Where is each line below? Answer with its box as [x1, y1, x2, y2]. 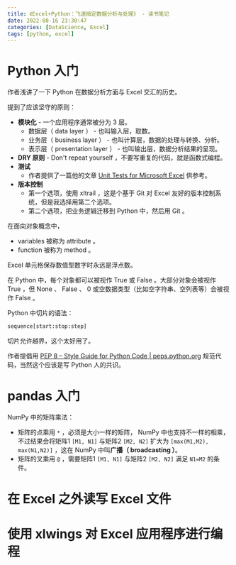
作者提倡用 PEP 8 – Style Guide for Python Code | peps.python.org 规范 [7, 352, 216, 361]
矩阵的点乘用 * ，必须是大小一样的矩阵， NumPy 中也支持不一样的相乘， [17, 428, 230, 437]
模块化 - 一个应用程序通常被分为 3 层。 [17, 118, 131, 126]
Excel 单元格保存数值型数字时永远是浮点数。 [7, 260, 137, 270]
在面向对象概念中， [7, 221, 64, 231]
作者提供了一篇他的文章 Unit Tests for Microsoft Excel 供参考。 [28, 171, 211, 180]
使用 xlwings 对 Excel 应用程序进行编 [7, 526, 223, 542]
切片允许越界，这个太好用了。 [7, 336, 94, 345]
